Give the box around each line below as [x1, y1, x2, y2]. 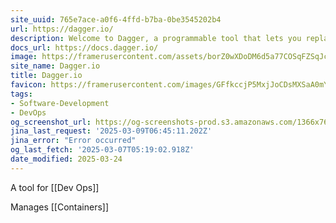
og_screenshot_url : [10, 117, 92, 127]
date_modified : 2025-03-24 [10, 154, 123, 164]
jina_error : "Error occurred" [10, 136, 137, 146]
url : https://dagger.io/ [10, 24, 114, 34]
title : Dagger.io [10, 71, 83, 81]
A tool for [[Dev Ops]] [10, 181, 100, 193]
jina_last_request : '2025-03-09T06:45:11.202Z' [10, 126, 213, 136]
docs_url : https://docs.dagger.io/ [10, 42, 159, 53]
